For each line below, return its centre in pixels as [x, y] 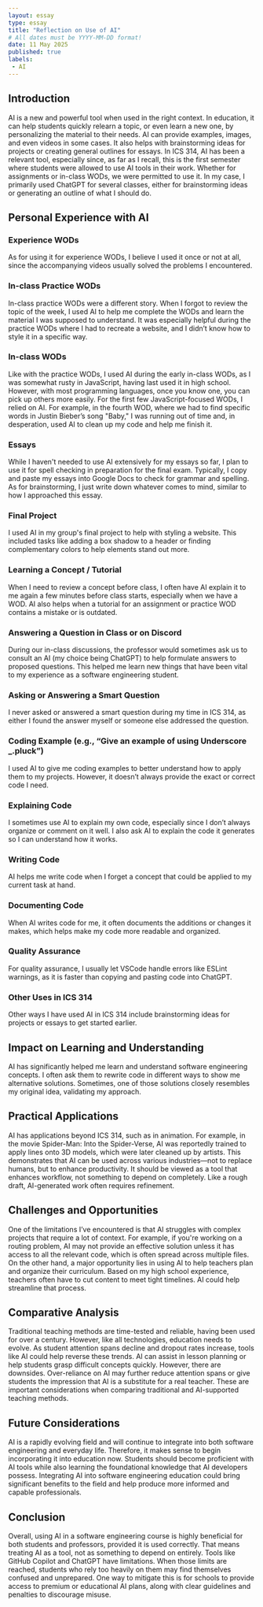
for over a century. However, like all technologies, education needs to [120, 1340]
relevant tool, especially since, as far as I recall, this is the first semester [124, 159]
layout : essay [31, 15]
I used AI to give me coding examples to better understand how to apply [125, 768]
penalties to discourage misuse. [60, 1594]
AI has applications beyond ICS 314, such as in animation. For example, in [127, 1135]
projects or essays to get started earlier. [73, 1023]
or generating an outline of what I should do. [80, 193]
